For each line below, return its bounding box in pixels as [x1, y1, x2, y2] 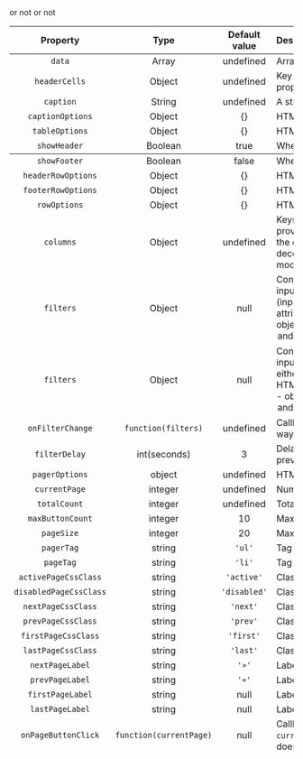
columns [43, 237, 77, 247]
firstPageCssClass [21, 631, 100, 641]
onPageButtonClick [21, 730, 100, 740]
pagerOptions [32, 469, 88, 479]
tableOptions [32, 126, 88, 136]
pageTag [43, 558, 77, 568]
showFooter [36, 156, 84, 166]
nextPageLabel [30, 661, 91, 670]
